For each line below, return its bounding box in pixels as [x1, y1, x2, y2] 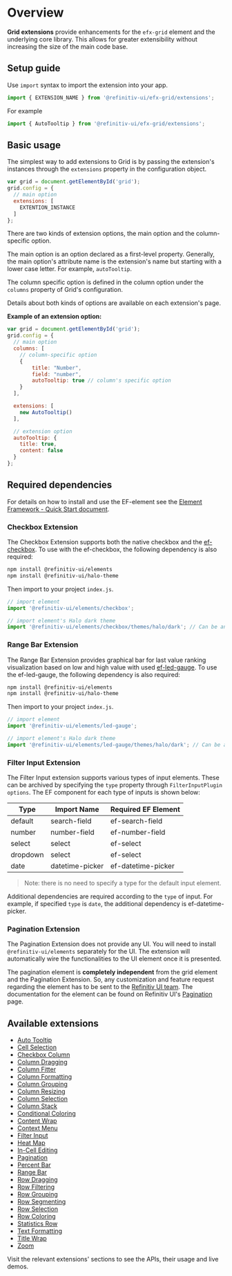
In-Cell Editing [17, 1146, 58, 1154]
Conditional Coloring [17, 1109, 76, 1118]
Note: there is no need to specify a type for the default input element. [23, 879, 222, 887]
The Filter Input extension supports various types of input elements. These [7, 773, 220, 782]
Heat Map [17, 1139, 46, 1147]
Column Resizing [17, 1087, 66, 1095]
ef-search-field [110, 816, 163, 826]
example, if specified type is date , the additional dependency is [7, 900, 187, 908]
